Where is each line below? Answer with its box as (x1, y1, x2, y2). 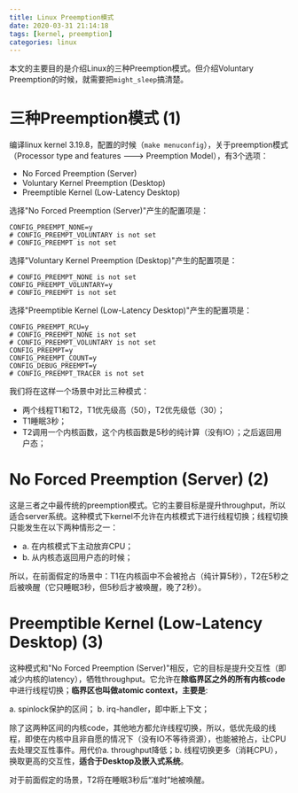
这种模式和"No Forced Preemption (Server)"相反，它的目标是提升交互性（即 (9, 663, 286, 673)
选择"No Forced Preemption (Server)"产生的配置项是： (9, 206, 209, 216)
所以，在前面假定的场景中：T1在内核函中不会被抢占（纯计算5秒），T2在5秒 (9, 571, 281, 581)
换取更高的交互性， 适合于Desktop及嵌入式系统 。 (9, 756, 189, 766)
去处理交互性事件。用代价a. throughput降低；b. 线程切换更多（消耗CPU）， (9, 745, 282, 756)
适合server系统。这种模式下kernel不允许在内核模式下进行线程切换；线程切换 (9, 511, 288, 522)
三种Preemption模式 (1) (9, 108, 182, 128)
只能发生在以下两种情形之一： (9, 522, 118, 533)
